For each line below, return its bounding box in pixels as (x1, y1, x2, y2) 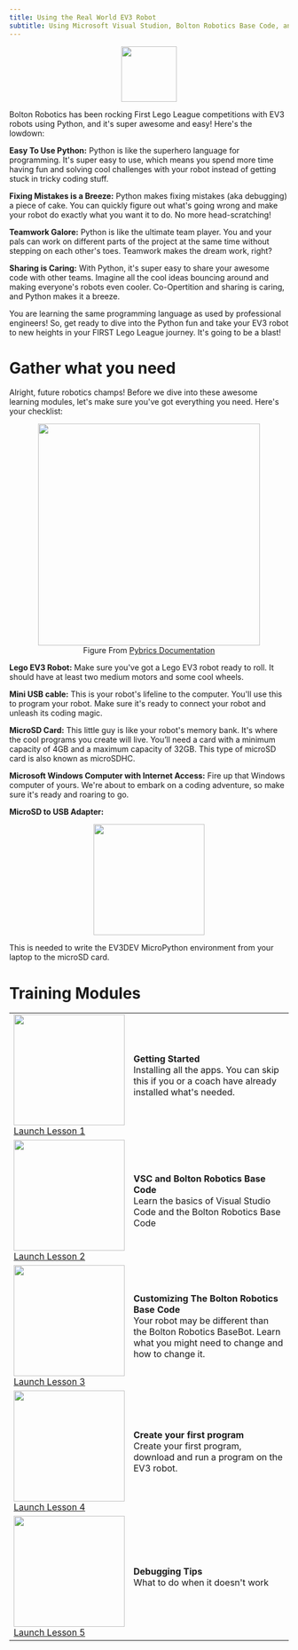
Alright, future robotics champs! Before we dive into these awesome (9, 387, 258, 398)
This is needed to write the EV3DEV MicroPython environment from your (9, 943, 274, 953)
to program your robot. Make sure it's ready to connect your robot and (9, 699, 266, 709)
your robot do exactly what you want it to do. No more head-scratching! (9, 209, 272, 220)
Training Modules (9, 983, 142, 1003)
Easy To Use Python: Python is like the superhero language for (9, 145, 240, 155)
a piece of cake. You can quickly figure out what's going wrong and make (9, 200, 278, 210)
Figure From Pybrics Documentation (82, 645, 216, 656)
